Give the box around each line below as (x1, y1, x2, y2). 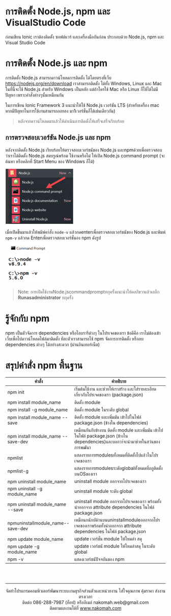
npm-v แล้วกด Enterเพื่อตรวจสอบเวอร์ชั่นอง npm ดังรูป (5, 235, 101, 241)
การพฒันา (74, 444, 91, 450)
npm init (7, 389, 24, 395)
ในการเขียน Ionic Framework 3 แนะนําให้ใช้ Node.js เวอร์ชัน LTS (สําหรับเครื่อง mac (5, 102, 159, 108)
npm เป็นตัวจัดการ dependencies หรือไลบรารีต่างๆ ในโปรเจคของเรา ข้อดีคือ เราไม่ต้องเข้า (5, 330, 161, 336)
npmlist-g (7, 468, 29, 474)
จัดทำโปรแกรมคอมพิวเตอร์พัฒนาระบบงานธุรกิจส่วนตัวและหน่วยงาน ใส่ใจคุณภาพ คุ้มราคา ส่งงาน (6, 588, 165, 594)
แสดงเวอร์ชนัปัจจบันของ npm (74, 556, 125, 562)
